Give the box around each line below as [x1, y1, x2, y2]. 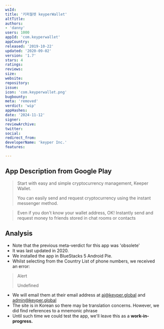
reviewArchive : [5, 122, 36, 127]
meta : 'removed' [5, 99, 38, 104]
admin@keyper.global [12, 297, 57, 303]
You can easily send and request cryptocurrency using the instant [17, 195, 151, 201]
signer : [5, 117, 21, 122]
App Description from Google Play [5, 167, 112, 175]
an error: [12, 263, 31, 269]
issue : [5, 85, 19, 90]
